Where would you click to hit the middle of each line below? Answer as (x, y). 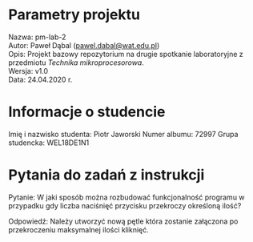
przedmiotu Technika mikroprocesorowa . (76, 63)
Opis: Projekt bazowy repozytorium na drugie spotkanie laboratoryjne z (126, 54)
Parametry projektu (74, 15)
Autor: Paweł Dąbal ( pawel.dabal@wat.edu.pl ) (84, 45)
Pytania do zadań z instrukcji (106, 175)
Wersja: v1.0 (28, 71)
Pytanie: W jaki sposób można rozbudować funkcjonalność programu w (127, 197)
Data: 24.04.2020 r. (40, 79)
